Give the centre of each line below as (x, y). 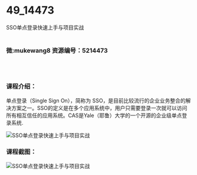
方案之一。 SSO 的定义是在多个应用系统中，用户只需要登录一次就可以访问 (99, 108)
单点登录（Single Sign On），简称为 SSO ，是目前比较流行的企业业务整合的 (96, 101)
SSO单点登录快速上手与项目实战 (45, 27)
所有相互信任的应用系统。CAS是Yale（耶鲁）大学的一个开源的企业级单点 (94, 115)
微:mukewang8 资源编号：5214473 (57, 50)
